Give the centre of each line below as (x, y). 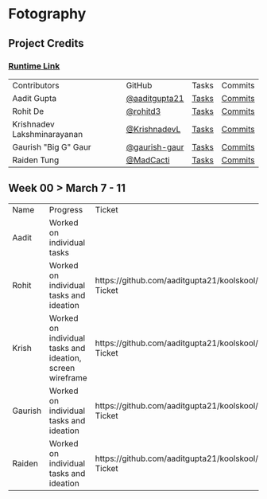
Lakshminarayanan (48, 134)
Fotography (47, 14)
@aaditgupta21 (155, 98)
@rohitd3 (143, 111)
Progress (66, 209)
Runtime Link (34, 66)
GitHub (139, 85)
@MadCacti (148, 160)
